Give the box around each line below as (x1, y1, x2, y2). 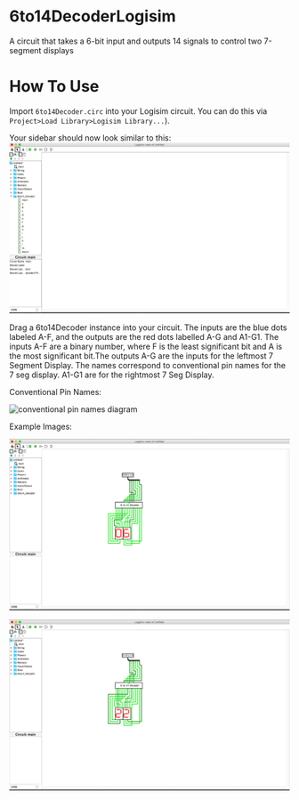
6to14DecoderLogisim (9, 6, 176, 27)
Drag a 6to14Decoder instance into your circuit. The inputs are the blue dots (9, 322, 287, 333)
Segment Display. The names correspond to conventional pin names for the (9, 360, 287, 370)
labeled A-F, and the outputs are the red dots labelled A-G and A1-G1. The (9, 332, 279, 342)
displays (43, 44, 74, 55)
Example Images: (9, 421, 73, 432)
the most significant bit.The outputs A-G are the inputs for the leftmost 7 (9, 351, 274, 361)
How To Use (9, 77, 100, 97)
